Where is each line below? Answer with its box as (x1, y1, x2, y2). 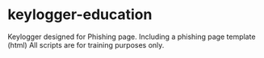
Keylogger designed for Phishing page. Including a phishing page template (7, 32, 256, 41)
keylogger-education (7, 6, 153, 24)
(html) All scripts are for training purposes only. (7, 40, 165, 49)
